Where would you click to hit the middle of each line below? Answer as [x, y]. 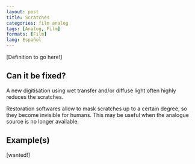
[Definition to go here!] [34, 57]
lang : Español [24, 40]
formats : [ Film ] [26, 34]
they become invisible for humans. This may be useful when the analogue [98, 115]
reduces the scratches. [35, 96]
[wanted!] [18, 155]
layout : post [23, 12]
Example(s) [28, 140]
